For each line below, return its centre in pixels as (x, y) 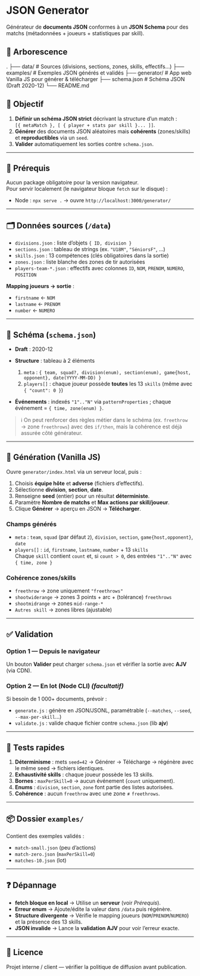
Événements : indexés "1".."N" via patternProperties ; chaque (93, 401)
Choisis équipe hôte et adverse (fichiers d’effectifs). (79, 483)
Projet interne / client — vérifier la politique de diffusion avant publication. (96, 966)
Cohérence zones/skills (41, 578)
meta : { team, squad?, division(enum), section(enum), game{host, (107, 372)
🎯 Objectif (25, 104)
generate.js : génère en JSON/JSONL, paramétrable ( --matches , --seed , (103, 711)
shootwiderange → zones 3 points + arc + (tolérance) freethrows (93, 597)
